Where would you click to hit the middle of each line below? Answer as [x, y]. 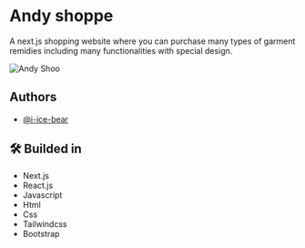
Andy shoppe [61, 16]
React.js [38, 185]
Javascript [42, 195]
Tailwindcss [45, 223]
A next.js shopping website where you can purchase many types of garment [152, 41]
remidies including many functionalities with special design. [121, 50]
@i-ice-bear [46, 119]
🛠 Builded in [46, 149]
